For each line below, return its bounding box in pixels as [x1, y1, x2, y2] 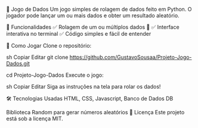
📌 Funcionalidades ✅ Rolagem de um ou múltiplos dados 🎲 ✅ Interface [6, 24, 180, 30]
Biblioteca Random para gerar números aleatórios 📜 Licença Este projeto [6, 109, 185, 115]
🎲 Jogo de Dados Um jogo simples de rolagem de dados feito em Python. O [6, 6, 192, 13]
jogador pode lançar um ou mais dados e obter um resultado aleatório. [6, 12, 180, 19]
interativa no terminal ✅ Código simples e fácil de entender [6, 30, 151, 37]
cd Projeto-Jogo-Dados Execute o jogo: [6, 71, 104, 79]
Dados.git [6, 60, 30, 67]
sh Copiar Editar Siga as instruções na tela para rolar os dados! [6, 83, 161, 90]
